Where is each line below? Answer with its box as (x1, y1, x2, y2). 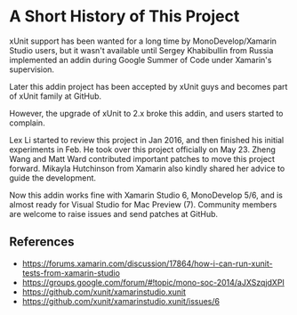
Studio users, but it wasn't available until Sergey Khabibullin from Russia (9, 44, 274, 55)
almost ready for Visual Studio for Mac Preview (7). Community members (9, 198, 277, 210)
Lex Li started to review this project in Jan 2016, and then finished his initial (9, 134, 285, 145)
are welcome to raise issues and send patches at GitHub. (9, 208, 219, 219)
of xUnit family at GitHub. (9, 91, 102, 101)
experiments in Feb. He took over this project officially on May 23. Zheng (9, 144, 276, 155)
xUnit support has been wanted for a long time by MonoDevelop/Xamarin (9, 36, 277, 46)
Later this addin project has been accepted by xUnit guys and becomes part (9, 81, 288, 92)
